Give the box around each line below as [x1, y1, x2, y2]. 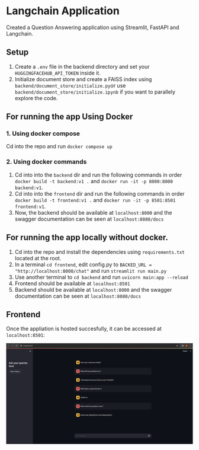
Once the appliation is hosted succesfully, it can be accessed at [6, 325, 162, 333]
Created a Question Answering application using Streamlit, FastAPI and [6, 24, 179, 31]
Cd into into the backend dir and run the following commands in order [14, 171, 182, 178]
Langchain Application [6, 4, 120, 18]
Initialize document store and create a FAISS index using [14, 75, 152, 82]
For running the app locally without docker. [6, 232, 169, 242]
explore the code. [14, 94, 58, 101]
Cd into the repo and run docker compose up [6, 143, 113, 150]
